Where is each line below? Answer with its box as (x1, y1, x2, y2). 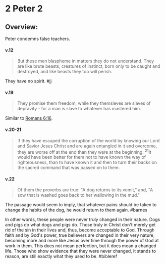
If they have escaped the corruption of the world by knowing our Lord (17, 137, 160, 143)
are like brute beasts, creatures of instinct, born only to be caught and (17, 63, 160, 69)
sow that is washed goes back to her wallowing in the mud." (17, 192, 140, 198)
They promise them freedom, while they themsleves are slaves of (17, 100, 151, 106)
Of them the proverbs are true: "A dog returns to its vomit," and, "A (17, 187, 153, 193)
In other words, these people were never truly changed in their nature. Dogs (5, 217, 160, 222)
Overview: (5, 23, 38, 31)
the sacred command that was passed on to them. (17, 165, 120, 171)
